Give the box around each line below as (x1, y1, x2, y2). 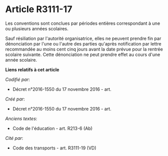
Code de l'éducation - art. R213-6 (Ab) (12, 125, 93, 131)
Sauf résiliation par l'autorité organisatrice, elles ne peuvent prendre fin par (5, 35, 161, 41)
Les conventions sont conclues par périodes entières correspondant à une (5, 20, 160, 26)
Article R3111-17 (5, 4, 73, 15)
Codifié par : (5, 76, 30, 82)
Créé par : (5, 96, 25, 102)
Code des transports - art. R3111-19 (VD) (12, 145, 97, 151)
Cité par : (5, 135, 24, 141)
